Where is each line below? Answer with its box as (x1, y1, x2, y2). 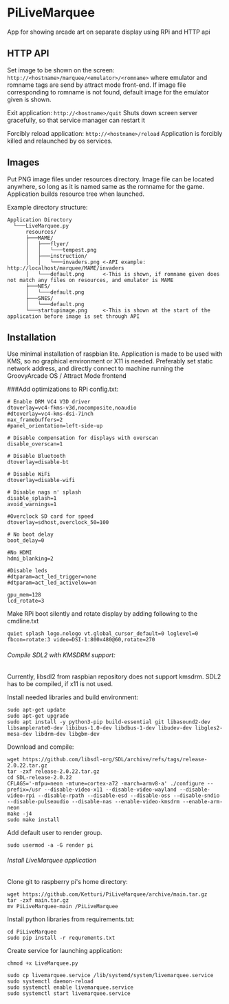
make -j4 (7, 810, 32, 817)
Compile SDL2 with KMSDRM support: (7, 650, 116, 659)
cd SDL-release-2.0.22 (7, 774, 72, 781)
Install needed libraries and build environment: (7, 693, 139, 701)
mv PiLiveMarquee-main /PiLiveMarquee (7, 903, 118, 910)
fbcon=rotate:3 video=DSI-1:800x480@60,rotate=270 (7, 636, 155, 643)
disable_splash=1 (7, 495, 57, 502)
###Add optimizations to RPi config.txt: (7, 385, 119, 394)
